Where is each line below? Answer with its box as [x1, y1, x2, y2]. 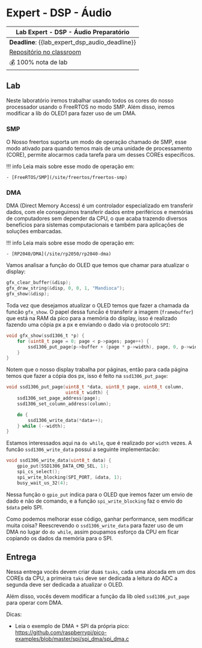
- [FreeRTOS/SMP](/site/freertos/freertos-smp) [6, 175, 128, 181]
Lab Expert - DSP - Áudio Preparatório [16, 28, 130, 36]
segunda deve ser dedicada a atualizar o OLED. [6, 580, 124, 588]
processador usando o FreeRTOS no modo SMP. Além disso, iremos [6, 103, 175, 110]
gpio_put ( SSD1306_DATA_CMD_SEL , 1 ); [17, 463, 109, 470]
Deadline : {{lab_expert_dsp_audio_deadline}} [9, 38, 136, 46]
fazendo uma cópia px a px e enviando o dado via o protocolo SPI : [6, 321, 170, 328]
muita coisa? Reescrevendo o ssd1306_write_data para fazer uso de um [6, 521, 183, 529]
